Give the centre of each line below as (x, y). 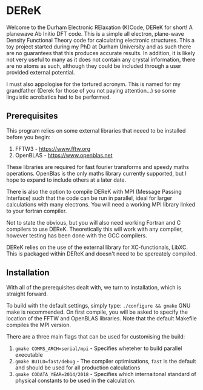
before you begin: (28, 137)
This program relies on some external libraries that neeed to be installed (96, 130)
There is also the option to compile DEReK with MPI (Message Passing (94, 191)
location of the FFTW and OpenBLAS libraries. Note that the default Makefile (101, 318)
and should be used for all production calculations (78, 368)
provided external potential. (41, 72)
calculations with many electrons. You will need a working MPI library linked (101, 204)
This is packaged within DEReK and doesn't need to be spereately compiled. (101, 253)
